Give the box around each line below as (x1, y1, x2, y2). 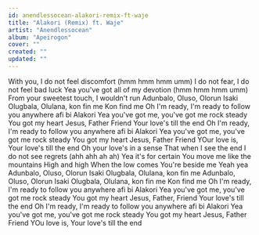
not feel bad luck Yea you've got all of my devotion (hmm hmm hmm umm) (8, 85, 249, 94)
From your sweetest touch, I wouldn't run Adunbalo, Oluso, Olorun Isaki (8, 93, 239, 103)
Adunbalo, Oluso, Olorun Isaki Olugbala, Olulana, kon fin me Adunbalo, (8, 168, 236, 177)
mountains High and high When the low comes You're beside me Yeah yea (8, 160, 249, 169)
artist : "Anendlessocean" (8, 26, 92, 34)
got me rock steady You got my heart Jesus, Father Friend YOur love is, (8, 135, 239, 144)
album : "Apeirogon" (8, 33, 72, 42)
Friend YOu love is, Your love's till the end (8, 218, 142, 227)
